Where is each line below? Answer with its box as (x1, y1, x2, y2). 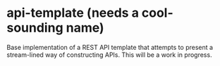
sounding (6, 20, 64, 36)
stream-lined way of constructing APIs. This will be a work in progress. (6, 51, 212, 59)
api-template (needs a (6, 5, 139, 21)
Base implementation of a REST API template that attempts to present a (6, 43, 213, 51)
